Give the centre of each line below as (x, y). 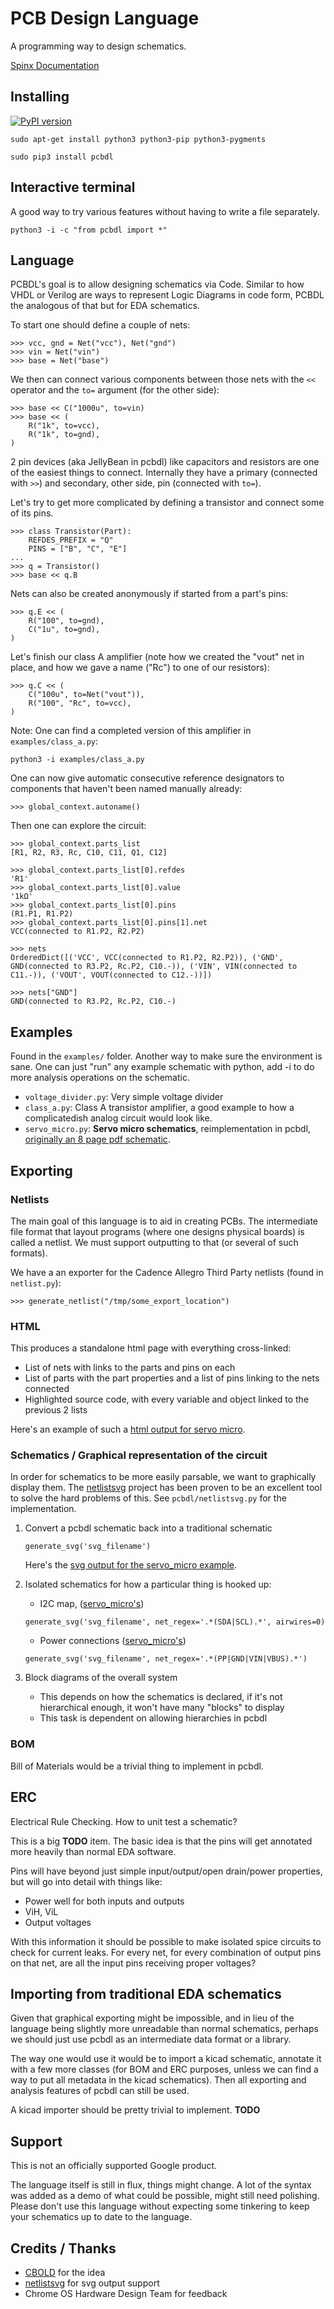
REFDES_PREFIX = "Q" (71, 540)
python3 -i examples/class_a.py (77, 760)
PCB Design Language (105, 18)
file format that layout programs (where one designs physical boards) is (157, 1231)
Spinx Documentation (55, 65)
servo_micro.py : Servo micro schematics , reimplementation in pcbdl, (168, 1129)
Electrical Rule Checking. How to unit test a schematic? (124, 1821)
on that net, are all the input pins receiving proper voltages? (133, 1963)
